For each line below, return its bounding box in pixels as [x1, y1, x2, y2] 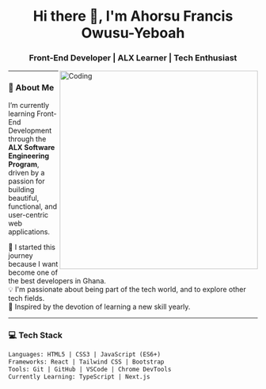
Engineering [8, 151, 50, 160]
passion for [8, 176, 45, 186]
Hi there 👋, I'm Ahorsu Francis [32, 7, 234, 25]
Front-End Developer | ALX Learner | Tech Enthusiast [28, 52, 237, 64]
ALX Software [8, 142, 55, 152]
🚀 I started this [8, 242, 55, 252]
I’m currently [8, 100, 50, 110]
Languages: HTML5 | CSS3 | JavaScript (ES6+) [8, 351, 161, 359]
